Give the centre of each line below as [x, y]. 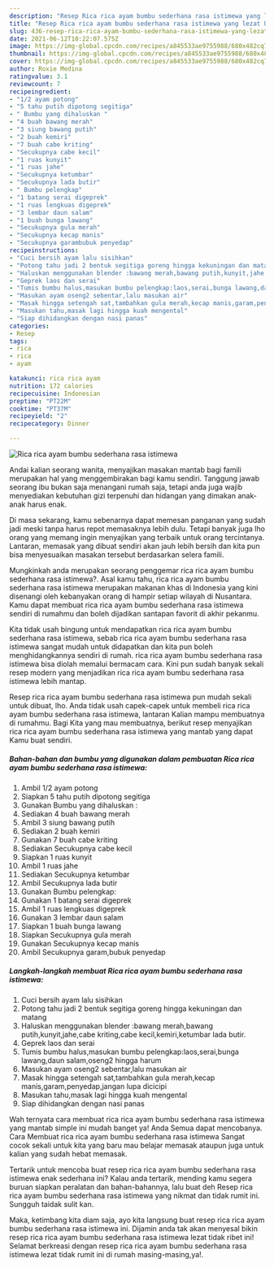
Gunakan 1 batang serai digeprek [76, 900]
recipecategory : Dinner [50, 424]
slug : [18, 31]
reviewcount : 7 [35, 84]
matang [34, 1017]
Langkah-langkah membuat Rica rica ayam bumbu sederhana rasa [126, 971]
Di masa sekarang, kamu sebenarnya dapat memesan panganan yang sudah [137, 520]
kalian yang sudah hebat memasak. [69, 1154]
